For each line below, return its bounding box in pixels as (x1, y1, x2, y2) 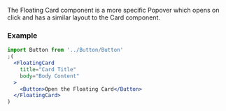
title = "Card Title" (20, 66, 77, 73)
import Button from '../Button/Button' (7, 47, 124, 54)
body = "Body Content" (20, 73, 80, 80)
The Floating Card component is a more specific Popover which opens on (7, 6, 220, 14)
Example (7, 31, 38, 40)
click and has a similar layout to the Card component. (7, 13, 161, 22)
